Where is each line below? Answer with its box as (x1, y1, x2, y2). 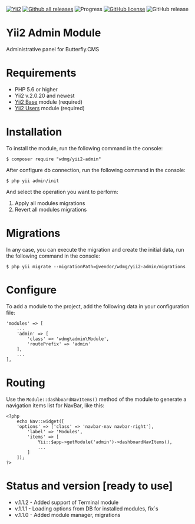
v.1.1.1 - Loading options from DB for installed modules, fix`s (14, 505, 158, 512)
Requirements (6, 67, 77, 80)
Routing (6, 376, 45, 389)
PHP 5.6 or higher (14, 85, 58, 93)
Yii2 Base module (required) (14, 98, 83, 106)
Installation (6, 126, 62, 139)
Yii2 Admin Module (6, 27, 101, 39)
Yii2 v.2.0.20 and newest (14, 92, 75, 99)
